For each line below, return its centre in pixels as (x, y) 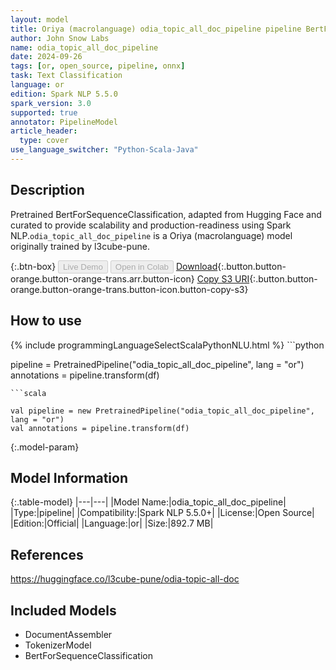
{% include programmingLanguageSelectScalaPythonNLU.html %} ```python (167, 345)
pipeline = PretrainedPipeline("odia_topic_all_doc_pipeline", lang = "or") (157, 364)
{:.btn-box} (33, 266)
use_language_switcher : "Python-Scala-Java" (104, 150)
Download (196, 266)
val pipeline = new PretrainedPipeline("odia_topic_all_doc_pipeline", (162, 411)
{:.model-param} (45, 447)
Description (47, 190)
